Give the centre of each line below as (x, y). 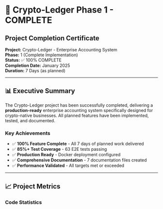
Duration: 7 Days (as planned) (35, 71)
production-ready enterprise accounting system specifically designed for (79, 110)
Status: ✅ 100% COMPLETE (33, 60)
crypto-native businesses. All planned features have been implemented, (77, 115)
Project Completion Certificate (52, 38)
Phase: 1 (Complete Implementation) (42, 55)
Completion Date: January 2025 (38, 65)
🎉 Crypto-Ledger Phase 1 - (59, 10)
